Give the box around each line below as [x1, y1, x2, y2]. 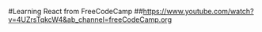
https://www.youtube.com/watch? [142, 7, 255, 16]
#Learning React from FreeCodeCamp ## [8, 7, 144, 16]
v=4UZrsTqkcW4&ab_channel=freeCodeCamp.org [8, 15, 173, 24]
